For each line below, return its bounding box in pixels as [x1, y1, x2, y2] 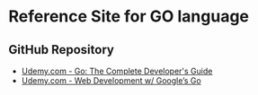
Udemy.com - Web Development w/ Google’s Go [21, 75, 201, 86]
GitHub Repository [8, 42, 114, 57]
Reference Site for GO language [8, 6, 249, 27]
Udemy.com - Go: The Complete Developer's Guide [21, 65, 213, 76]
